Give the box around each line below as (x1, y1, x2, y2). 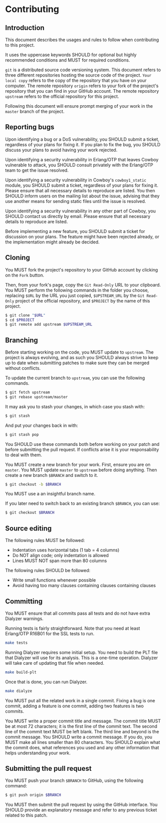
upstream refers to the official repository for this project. (5, 94, 120, 99)
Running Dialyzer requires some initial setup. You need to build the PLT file (5, 649, 158, 655)
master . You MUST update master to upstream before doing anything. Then (5, 467, 157, 473)
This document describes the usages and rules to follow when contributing (5, 37, 160, 43)
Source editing (5, 524, 52, 532)
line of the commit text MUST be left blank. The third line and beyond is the (5, 728, 160, 734)
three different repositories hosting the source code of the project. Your (5, 72, 152, 78)
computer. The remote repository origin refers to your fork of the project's (5, 83, 159, 89)
